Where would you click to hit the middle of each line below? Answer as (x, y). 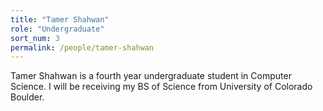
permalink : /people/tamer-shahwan (82, 47)
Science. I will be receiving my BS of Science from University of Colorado (161, 87)
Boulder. (27, 97)
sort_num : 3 (35, 38)
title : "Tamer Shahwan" (60, 19)
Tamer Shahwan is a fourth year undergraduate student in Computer (151, 76)
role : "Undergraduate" (57, 29)
